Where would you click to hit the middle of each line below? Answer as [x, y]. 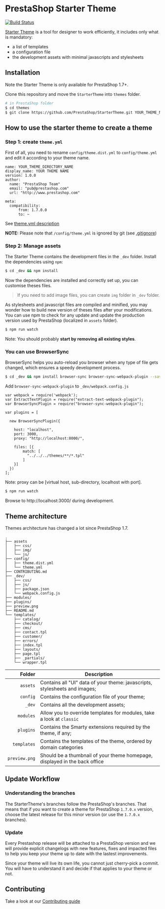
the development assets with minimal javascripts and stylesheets [78, 57]
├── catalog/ [27, 619]
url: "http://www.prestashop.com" [45, 193]
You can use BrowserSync [37, 352]
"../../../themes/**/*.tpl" [55, 456]
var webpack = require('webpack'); [41, 395]
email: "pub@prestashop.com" [39, 189]
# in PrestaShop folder [29, 103]
